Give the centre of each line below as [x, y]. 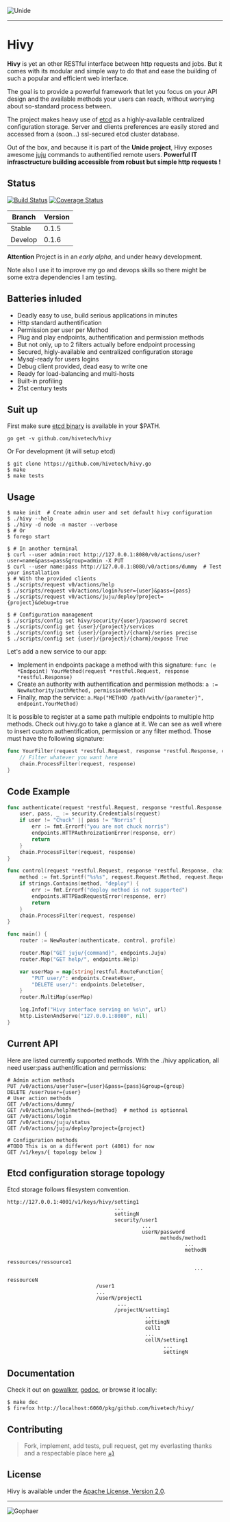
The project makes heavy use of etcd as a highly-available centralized [106, 119]
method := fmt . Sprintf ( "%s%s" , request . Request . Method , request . [115, 877]
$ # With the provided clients [52, 579]
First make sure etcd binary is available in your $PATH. [84, 426]
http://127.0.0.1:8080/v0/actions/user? [142, 555]
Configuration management [56, 615]
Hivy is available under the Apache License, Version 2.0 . [87, 1491]
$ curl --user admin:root [44, 555]
